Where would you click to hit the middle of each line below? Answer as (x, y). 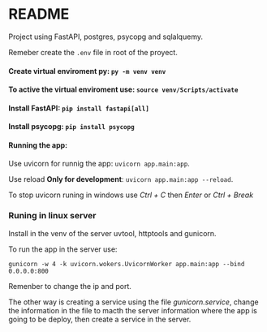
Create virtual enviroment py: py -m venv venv (87, 71)
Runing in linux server (52, 216)
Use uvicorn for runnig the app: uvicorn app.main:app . (99, 163)
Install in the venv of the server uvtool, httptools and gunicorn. (112, 233)
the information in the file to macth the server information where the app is (133, 310)
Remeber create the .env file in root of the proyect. (93, 52)
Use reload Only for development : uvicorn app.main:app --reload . (121, 179)
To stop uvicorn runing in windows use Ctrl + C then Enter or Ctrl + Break (131, 195)
